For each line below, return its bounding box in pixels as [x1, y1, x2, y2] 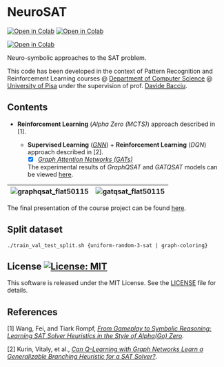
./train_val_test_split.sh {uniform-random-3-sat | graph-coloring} [7, 242, 208, 249]
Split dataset [7, 224, 63, 235]
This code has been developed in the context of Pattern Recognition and [7, 67, 213, 75]
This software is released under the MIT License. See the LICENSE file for [7, 279, 216, 287]
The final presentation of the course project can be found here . [7, 204, 186, 212]
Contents [7, 101, 48, 114]
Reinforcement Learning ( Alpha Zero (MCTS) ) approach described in [17, 120, 216, 128]
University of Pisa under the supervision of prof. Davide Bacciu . [7, 81, 187, 90]
